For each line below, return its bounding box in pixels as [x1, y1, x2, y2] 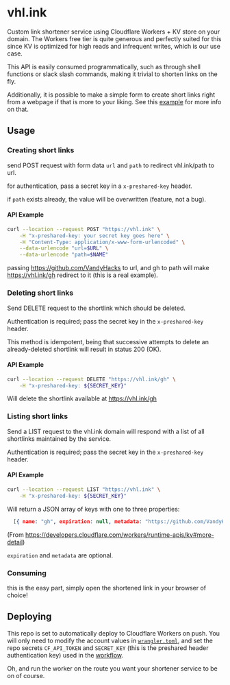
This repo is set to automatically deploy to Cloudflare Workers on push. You [7, 629, 220, 637]
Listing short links [7, 411, 68, 421]
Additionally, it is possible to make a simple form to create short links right [7, 91, 216, 99]
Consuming [7, 568, 47, 577]
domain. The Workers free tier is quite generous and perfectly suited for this [7, 34, 222, 43]
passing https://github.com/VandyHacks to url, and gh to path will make [7, 264, 210, 272]
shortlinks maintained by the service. [7, 434, 112, 443]
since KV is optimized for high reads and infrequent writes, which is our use [7, 42, 221, 50]
